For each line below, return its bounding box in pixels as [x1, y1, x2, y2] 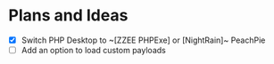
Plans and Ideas [8, 5, 129, 26]
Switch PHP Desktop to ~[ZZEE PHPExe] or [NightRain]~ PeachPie [21, 35, 266, 45]
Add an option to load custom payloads [21, 45, 166, 55]
